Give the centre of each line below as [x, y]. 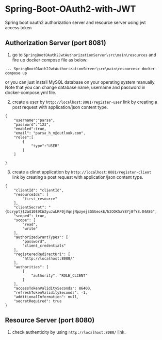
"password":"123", [32, 124]
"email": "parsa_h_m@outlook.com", [50, 133]
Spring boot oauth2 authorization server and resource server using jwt [75, 22]
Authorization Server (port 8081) [56, 43]
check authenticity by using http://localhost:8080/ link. [69, 332]
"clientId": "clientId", [39, 190]
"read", [30, 224]
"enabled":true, [30, 129]
